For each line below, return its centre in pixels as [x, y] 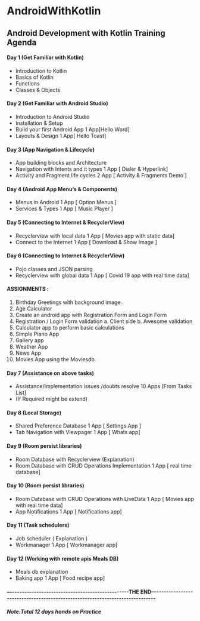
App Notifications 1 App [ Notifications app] [68, 511]
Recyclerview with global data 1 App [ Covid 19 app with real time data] [102, 275]
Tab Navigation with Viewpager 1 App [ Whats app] [78, 432]
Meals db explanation [42, 572]
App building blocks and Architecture [61, 163]
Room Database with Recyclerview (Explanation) [75, 459]
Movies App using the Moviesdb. [56, 359]
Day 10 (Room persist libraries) [46, 485]
